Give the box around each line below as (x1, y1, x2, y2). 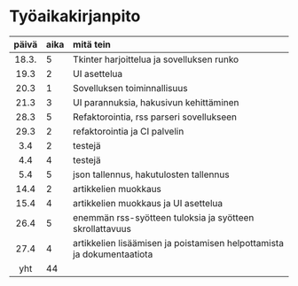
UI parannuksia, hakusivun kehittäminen (72, 96, 239, 108)
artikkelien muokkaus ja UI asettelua (72, 197, 223, 209)
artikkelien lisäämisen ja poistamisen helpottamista (72, 236, 284, 249)
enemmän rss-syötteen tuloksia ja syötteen (72, 211, 255, 223)
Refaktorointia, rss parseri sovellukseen (72, 111, 238, 123)
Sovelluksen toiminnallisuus (72, 81, 188, 94)
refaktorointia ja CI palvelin (72, 125, 184, 137)
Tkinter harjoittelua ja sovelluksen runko (72, 53, 239, 66)
